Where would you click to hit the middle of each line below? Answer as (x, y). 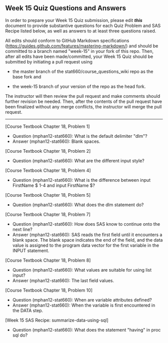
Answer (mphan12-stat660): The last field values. (63, 280)
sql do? (20, 335)
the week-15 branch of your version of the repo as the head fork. (79, 86)
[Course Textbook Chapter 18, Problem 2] (48, 151)
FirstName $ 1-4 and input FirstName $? (53, 185)
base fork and (27, 76)
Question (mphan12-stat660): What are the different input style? (78, 161)
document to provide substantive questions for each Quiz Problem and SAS (83, 25)
